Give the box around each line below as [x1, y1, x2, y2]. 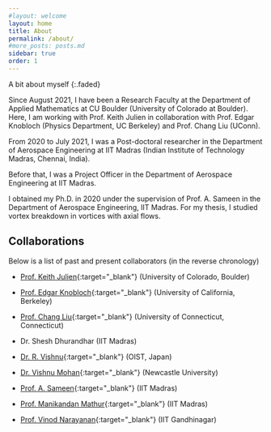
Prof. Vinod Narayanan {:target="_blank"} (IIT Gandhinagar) [19, 414, 217, 424]
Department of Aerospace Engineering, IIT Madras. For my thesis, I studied [8, 202, 258, 212]
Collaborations [8, 234, 85, 248]
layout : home [8, 19, 53, 28]
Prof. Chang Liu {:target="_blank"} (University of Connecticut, [19, 311, 225, 321]
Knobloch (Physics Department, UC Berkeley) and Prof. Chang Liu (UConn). [8, 121, 260, 130]
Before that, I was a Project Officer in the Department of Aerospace [8, 169, 233, 179]
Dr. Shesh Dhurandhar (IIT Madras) [19, 336, 138, 345]
